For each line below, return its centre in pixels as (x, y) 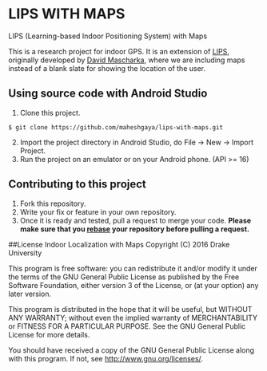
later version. (30, 294)
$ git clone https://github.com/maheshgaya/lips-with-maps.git (116, 127)
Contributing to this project (77, 184)
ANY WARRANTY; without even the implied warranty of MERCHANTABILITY (133, 318)
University (25, 253)
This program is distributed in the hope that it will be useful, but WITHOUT (130, 309)
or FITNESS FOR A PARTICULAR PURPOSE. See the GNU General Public (127, 326)
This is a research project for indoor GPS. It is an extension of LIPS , (119, 51)
